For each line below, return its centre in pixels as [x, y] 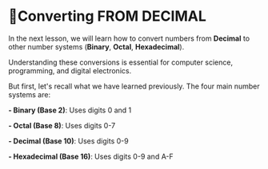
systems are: [29, 94]
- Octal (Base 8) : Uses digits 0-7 [62, 125]
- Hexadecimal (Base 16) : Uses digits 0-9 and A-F [91, 156]
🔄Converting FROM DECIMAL [107, 16]
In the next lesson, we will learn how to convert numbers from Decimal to [129, 38]
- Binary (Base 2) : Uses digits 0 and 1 [70, 110]
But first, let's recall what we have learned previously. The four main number [134, 86]
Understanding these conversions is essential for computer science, [121, 62]
